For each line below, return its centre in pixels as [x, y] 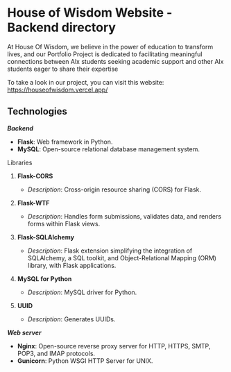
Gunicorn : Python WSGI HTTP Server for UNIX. [85, 361]
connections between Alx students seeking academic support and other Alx [115, 61]
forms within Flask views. [64, 223]
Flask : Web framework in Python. [65, 142]
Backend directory [62, 27]
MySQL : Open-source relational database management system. [108, 149]
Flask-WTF [33, 203]
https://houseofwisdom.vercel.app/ [58, 90]
